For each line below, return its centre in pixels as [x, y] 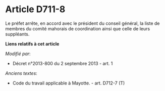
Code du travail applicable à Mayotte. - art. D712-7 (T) [69, 83]
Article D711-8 [35, 9]
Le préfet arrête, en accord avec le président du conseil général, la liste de [82, 23]
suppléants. [17, 34]
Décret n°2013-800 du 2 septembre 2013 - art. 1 [63, 63]
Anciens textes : [21, 73]
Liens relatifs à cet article [32, 43]
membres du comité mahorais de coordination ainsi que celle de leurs [78, 28]
